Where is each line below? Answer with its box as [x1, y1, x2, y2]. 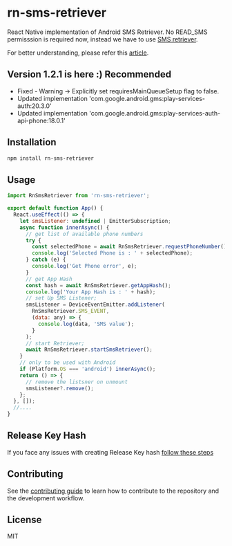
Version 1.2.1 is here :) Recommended [7, 69, 171, 80]
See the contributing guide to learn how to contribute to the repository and [7, 486, 220, 495]
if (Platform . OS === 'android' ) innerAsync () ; [19, 365, 156, 372]
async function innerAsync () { [19, 224, 110, 231]
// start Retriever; [25, 340, 85, 347]
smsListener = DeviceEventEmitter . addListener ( [25, 301, 166, 309]
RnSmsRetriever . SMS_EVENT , [32, 308, 110, 315]
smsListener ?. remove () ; [25, 385, 95, 392]
